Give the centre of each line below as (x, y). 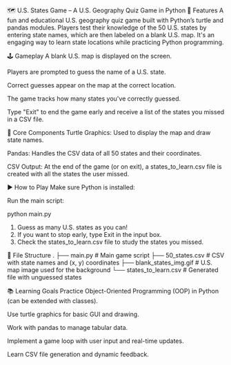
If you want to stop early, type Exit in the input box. (89, 234)
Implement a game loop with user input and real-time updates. (96, 341)
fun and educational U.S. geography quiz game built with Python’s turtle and (115, 20)
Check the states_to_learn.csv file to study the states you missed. (110, 242)
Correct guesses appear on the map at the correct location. (92, 85)
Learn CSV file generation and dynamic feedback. (78, 354)
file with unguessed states (44, 277)
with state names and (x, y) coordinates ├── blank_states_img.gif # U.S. (110, 262)
